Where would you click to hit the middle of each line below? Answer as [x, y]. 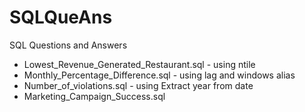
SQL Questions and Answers [68, 45]
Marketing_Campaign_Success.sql [94, 96]
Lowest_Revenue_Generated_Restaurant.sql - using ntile [139, 64]
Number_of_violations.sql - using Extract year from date [138, 85]
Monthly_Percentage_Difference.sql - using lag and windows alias [159, 75]
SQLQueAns [61, 17]
